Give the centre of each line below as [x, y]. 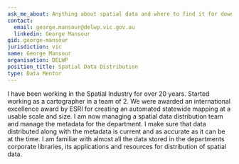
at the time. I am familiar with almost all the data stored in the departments [116, 138]
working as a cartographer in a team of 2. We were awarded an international [119, 101]
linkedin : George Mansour [52, 34]
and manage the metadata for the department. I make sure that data [107, 124]
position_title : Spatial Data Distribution [73, 67]
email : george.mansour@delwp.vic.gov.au [74, 27]
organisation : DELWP [38, 60]
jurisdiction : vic [34, 47]
